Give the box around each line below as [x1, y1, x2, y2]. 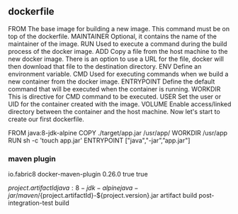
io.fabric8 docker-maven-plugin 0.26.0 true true [8, 170, 148, 179]
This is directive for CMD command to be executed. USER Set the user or [8, 92, 222, 101]
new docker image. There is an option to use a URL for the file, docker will [8, 55, 224, 63]
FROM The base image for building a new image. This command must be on [8, 24, 229, 33]
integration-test [8, 198, 54, 208]
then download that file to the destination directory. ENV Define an [8, 62, 202, 70]
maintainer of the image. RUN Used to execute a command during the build [8, 39, 227, 48]
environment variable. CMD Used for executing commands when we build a [8, 69, 229, 78]
